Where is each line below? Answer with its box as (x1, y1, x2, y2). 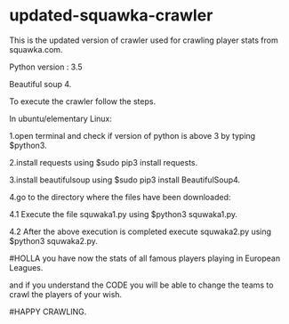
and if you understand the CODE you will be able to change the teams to (9, 279, 274, 290)
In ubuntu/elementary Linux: (9, 113, 113, 124)
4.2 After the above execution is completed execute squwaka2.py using (9, 226, 272, 237)
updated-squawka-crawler (9, 5, 213, 26)
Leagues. (9, 262, 44, 272)
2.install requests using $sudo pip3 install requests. (9, 157, 198, 167)
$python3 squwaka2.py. (9, 235, 98, 246)
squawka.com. (9, 44, 63, 54)
